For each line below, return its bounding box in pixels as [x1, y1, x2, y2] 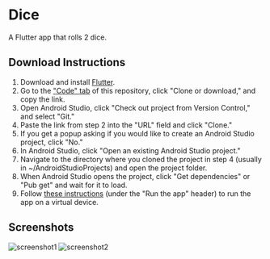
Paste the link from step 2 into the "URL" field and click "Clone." [19, 119, 233, 130]
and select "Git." [19, 111, 75, 121]
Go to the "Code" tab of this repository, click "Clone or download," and [19, 86, 256, 95]
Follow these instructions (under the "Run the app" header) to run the [19, 188, 251, 198]
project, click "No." [19, 137, 83, 147]
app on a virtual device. [19, 197, 99, 207]
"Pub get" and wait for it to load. [19, 180, 128, 190]
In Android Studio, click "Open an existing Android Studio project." [19, 145, 241, 155]
